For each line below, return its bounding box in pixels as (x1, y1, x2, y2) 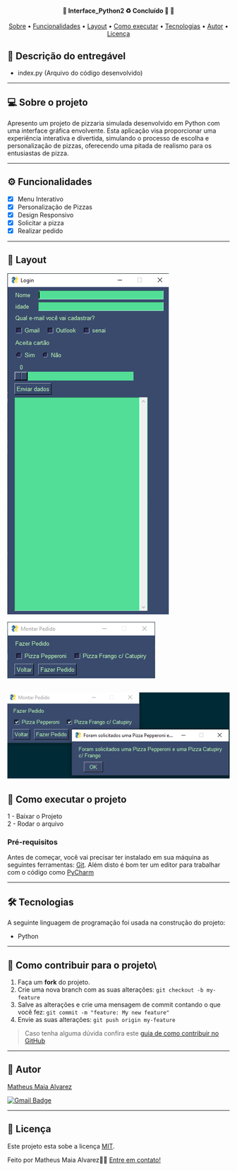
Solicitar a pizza (17, 218, 65, 227)
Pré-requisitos (7, 837, 58, 847)
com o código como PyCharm (7, 868, 95, 877)
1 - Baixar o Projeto (7, 812, 63, 821)
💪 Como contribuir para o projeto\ (7, 959, 157, 971)
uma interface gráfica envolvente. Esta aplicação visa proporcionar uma (7, 126, 217, 135)
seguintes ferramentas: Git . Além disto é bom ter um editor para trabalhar (7, 860, 221, 869)
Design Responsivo (17, 210, 74, 219)
